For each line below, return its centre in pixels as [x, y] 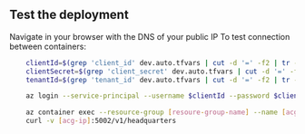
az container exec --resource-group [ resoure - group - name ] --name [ [156, 112]
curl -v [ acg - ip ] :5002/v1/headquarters [101, 121]
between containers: [48, 46]
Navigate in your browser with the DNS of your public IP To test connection [150, 36]
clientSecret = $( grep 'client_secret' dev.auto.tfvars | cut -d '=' [156, 72]
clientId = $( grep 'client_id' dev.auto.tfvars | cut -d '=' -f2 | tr [158, 62]
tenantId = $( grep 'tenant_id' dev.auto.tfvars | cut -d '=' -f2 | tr [158, 80]
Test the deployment [69, 15]
